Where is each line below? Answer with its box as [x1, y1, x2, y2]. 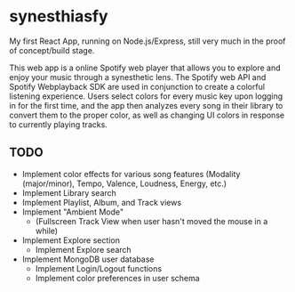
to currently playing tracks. [9, 118, 108, 130]
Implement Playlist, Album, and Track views [21, 197, 182, 207]
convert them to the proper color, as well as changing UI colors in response [9, 109, 285, 120]
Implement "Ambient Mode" [21, 207, 124, 217]
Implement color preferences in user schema [35, 272, 200, 283]
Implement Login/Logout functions [35, 263, 163, 273]
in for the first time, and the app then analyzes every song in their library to [9, 100, 283, 110]
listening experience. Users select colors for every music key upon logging [9, 91, 283, 101]
